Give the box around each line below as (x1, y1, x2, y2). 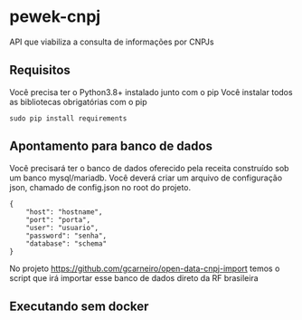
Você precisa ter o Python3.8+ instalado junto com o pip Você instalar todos (9, 86, 293, 97)
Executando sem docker (9, 298, 149, 314)
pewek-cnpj (9, 6, 101, 27)
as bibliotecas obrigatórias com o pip (9, 96, 147, 107)
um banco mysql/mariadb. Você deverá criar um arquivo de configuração (9, 172, 283, 183)
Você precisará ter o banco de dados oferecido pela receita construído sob (9, 162, 289, 173)
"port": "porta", (25, 215, 91, 224)
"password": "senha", (25, 231, 107, 240)
